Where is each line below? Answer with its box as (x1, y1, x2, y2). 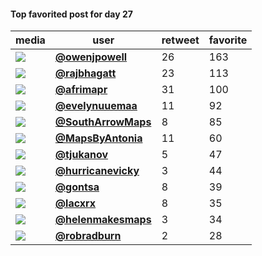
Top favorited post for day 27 (10, 8, 133, 20)
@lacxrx (54, 196, 97, 210)
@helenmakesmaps (54, 213, 152, 227)
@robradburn (54, 229, 122, 243)
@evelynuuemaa (54, 99, 138, 113)
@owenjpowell (54, 50, 128, 64)
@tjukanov (54, 148, 109, 162)
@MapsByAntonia (54, 131, 143, 145)
